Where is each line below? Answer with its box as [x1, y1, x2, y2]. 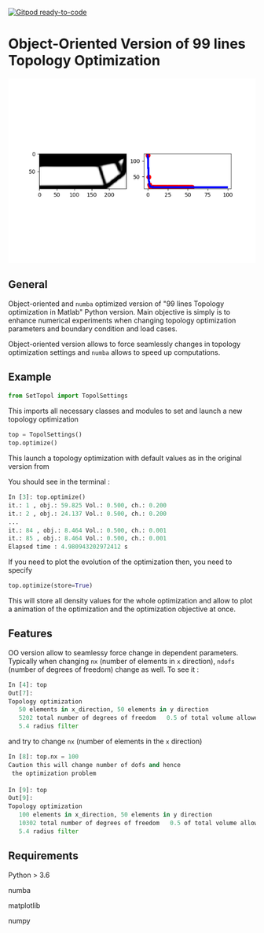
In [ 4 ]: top [8, 680, 47, 688]
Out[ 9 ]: [8, 795, 34, 802]
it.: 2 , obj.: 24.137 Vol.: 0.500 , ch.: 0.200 [8, 510, 167, 518]
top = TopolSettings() [8, 431, 82, 439]
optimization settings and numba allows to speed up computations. [8, 347, 221, 357]
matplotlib [8, 901, 41, 910]
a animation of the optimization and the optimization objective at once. [8, 604, 236, 614]
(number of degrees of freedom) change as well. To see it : [8, 665, 199, 674]
